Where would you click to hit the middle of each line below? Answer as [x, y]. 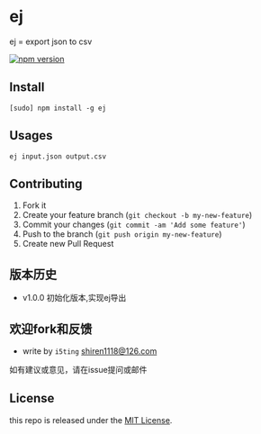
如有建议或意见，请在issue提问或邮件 [78, 370]
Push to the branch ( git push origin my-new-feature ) [122, 234]
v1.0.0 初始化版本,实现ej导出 [74, 298]
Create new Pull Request [68, 244]
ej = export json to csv [51, 41]
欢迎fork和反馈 [51, 329]
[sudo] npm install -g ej [58, 108]
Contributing [46, 183]
